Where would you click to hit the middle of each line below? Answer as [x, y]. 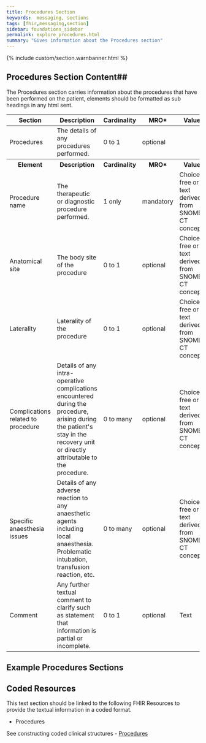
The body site [77, 257]
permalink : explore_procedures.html [53, 35]
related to [23, 419]
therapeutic [73, 194]
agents [67, 520]
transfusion [73, 566]
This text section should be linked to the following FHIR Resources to [93, 703]
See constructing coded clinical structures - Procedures [77, 734]
